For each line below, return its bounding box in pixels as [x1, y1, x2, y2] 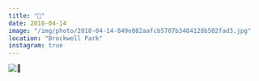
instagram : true [8, 42, 63, 50]
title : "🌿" [8, 11, 45, 20]
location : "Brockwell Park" [8, 34, 104, 43]
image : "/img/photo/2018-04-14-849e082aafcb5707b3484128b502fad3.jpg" [8, 26, 252, 34]
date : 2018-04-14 [8, 19, 67, 27]
